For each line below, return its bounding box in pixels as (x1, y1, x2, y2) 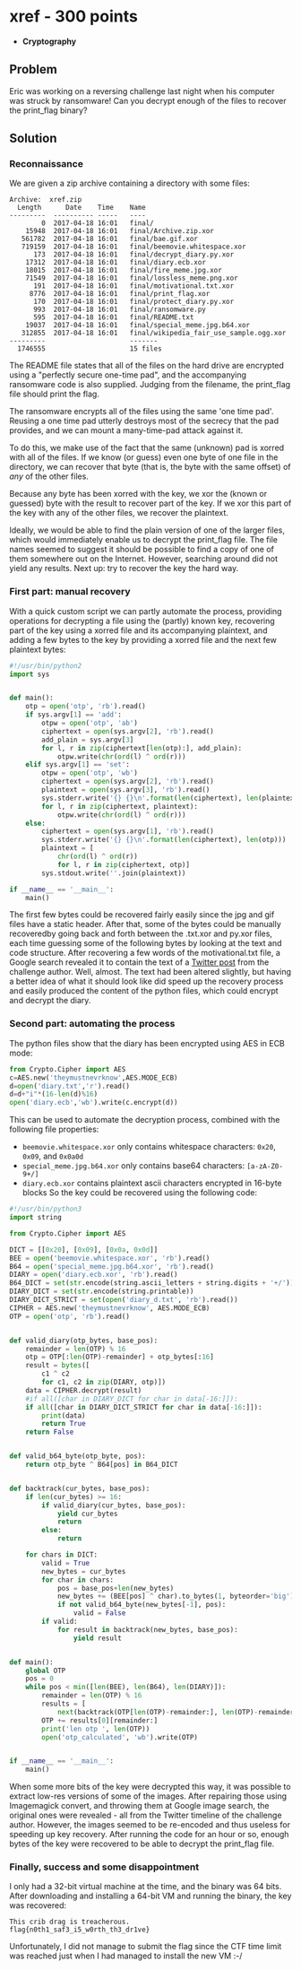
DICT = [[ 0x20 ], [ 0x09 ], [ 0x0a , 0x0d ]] (9, 1245, 159, 1254)
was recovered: (9, 1900, 67, 1911)
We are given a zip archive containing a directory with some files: (9, 178, 251, 189)
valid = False (73, 1609, 126, 1618)
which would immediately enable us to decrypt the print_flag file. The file (9, 534, 278, 545)
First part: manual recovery (9, 586, 132, 598)
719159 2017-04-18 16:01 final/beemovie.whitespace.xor (21, 242, 246, 252)
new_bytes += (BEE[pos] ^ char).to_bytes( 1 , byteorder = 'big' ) (56, 1592, 295, 1601)
